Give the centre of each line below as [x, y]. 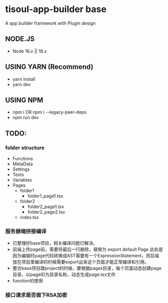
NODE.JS [20, 39]
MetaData [23, 164]
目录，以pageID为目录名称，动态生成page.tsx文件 [64, 274]
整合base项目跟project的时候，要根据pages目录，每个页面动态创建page [87, 268]
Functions [23, 159]
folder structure [25, 148]
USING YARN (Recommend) [49, 67]
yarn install [24, 79]
